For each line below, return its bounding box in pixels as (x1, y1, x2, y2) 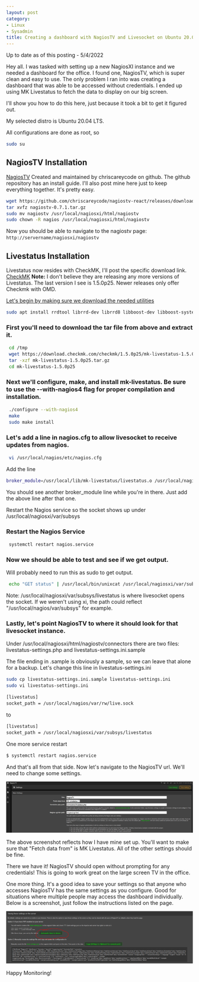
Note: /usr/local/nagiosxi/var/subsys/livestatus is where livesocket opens (6, 592, 185, 599)
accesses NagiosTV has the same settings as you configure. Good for (6, 887, 176, 894)
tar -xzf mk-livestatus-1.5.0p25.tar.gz (8, 357, 110, 364)
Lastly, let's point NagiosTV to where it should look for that (6, 619, 179, 628)
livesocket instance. (6, 627, 66, 635)
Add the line (6, 465, 36, 472)
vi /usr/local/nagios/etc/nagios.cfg (8, 455, 102, 461)
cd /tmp (8, 345, 28, 351)
